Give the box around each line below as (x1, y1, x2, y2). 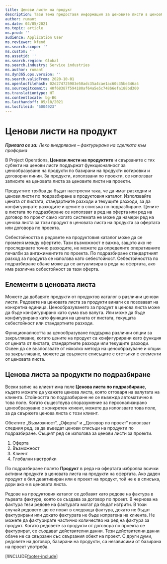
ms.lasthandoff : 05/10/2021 (5, 100, 64, 105)
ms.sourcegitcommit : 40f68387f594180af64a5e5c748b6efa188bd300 (5, 85, 139, 91)
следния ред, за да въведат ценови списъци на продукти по (5, 425, 134, 431)
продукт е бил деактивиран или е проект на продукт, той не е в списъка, (5, 476, 161, 482)
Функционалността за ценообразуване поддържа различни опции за (5, 329, 153, 335)
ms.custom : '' (5, 49, 35, 54)
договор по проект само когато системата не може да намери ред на (5, 214, 154, 220)
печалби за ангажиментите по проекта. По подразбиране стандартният (5, 250, 158, 256)
